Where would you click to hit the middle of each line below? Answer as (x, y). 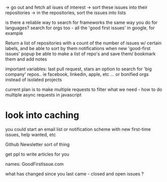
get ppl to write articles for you (37, 154)
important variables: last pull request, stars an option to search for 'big (78, 69)
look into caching (42, 115)
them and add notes (26, 59)
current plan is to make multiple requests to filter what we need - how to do (84, 89)
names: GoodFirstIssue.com (35, 164)
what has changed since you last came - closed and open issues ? (75, 173)
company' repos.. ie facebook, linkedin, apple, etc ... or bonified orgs (77, 74)
